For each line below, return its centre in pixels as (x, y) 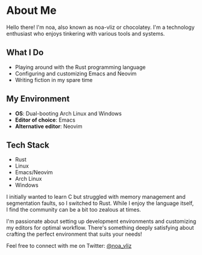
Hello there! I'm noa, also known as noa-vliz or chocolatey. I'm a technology (100, 27)
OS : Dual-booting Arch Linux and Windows (68, 113)
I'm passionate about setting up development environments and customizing (101, 221)
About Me (31, 11)
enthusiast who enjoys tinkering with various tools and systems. (86, 33)
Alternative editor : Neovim (49, 126)
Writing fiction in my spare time (54, 80)
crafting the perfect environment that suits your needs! (74, 234)
